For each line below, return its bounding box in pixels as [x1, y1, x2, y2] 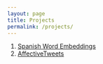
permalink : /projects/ [7, 23, 74, 30]
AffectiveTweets [17, 49, 64, 58]
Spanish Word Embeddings [17, 42, 96, 51]
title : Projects [7, 17, 55, 24]
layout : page [7, 10, 46, 17]
